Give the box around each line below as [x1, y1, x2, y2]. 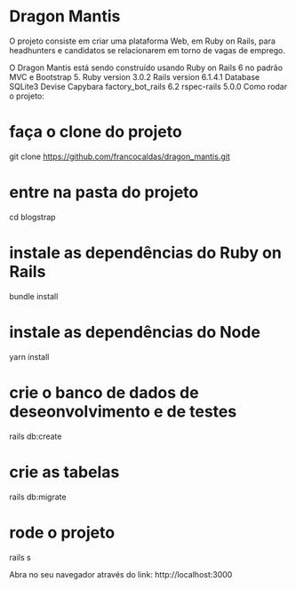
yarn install [9, 351, 50, 362]
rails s [9, 552, 31, 562]
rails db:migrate [9, 491, 67, 502]
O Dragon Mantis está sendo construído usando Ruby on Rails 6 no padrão [9, 62, 283, 73]
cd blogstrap [9, 211, 56, 222]
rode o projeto [9, 522, 116, 543]
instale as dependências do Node [9, 322, 260, 342]
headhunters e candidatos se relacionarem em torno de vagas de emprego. [9, 44, 286, 55]
